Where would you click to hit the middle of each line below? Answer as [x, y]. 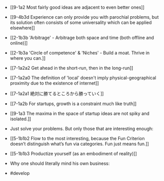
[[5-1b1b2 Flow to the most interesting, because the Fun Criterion [77, 138]
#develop [20, 173]
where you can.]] [28, 58]
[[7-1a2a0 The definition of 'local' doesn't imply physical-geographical [83, 78]
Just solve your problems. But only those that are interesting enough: [81, 129]
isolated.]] [20, 119]
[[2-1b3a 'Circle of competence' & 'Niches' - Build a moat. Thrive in [80, 53]
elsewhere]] [22, 28]
